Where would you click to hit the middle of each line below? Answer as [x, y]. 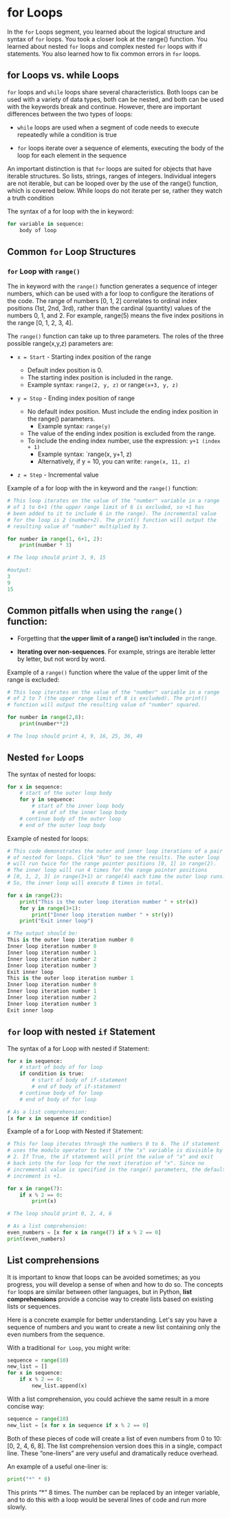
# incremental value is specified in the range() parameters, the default [117, 1169]
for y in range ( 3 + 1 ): [50, 908]
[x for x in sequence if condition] [59, 1118]
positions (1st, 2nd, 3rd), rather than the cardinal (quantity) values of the [109, 309]
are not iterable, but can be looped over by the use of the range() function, [113, 183]
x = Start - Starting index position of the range [84, 357]
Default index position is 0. [65, 371]
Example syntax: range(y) [74, 426]
